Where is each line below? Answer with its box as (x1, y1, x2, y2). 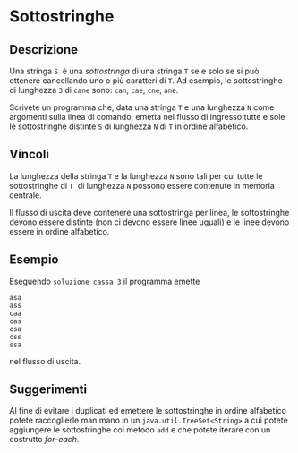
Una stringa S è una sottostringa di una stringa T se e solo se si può (9, 65, 260, 76)
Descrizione (9, 42, 79, 57)
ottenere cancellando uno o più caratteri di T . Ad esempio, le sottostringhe (9, 75, 284, 86)
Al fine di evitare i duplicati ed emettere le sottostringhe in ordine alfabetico (9, 406, 286, 416)
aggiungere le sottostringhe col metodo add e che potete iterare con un (9, 424, 271, 435)
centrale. (9, 190, 42, 201)
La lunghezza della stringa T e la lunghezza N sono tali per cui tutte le (9, 170, 263, 181)
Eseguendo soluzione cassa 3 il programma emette (9, 276, 200, 286)
